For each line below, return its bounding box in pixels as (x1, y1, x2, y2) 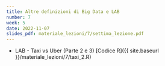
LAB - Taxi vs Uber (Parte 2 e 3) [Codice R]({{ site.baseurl (14, 47, 160, 54)
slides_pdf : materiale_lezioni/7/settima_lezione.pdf (6, 31, 145, 37)
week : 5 (6, 20, 26, 26)
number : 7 (6, 14, 31, 20)
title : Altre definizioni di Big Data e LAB (6, 8, 120, 15)
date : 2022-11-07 (6, 25, 50, 32)
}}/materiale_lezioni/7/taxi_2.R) (14, 54, 92, 61)
